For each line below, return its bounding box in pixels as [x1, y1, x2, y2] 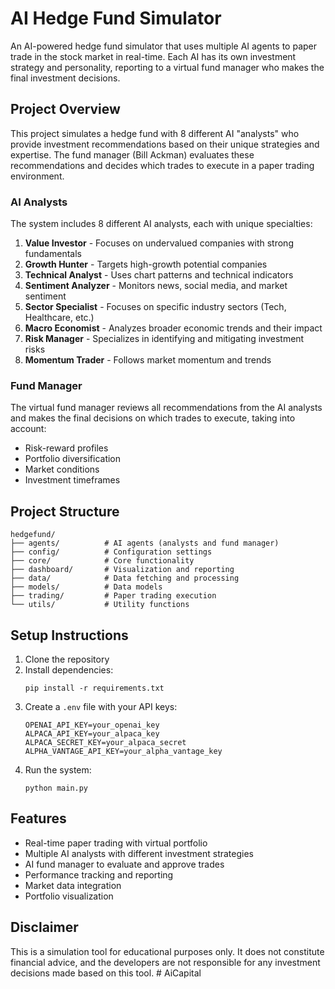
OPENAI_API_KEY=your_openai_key [24, 720, 160, 730]
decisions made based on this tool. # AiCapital [10, 967, 202, 979]
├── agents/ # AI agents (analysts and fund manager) [10, 538, 280, 549]
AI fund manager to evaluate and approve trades [24, 858, 225, 870]
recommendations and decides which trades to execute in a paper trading [10, 159, 315, 171]
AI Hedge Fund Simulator [10, 7, 222, 30]
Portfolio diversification [24, 453, 122, 465]
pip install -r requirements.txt [24, 683, 165, 693]
